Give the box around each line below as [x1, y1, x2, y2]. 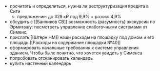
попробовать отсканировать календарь [9, 55, 93, 61]
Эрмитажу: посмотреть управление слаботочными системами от [9, 24, 148, 30]
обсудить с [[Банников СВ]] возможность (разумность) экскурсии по [9, 19, 155, 24]
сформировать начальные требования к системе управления [9, 45, 139, 50]
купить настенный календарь [9, 60, 72, 66]
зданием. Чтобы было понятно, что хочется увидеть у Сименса [9, 50, 142, 56]
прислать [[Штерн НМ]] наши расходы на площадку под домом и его [9, 34, 155, 40]
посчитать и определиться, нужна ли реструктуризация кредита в [9, 3, 149, 9]
